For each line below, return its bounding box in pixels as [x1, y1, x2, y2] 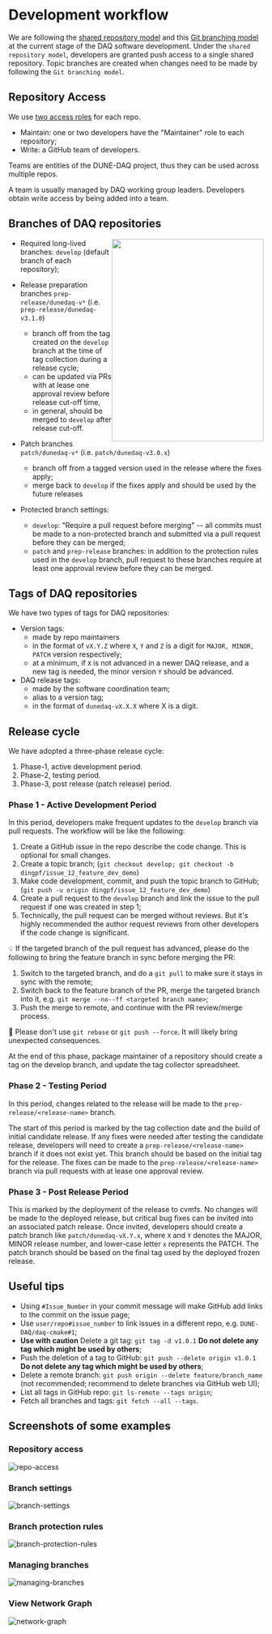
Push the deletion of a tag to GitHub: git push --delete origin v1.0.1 [19, 1352, 257, 1362]
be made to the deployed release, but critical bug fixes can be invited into [8, 1213, 253, 1223]
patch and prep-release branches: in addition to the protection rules [32, 546, 259, 555]
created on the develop [32, 337, 109, 347]
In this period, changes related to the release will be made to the [8, 1099, 223, 1108]
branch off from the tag [32, 328, 111, 338]
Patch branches [19, 439, 74, 449]
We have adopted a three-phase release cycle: [8, 747, 164, 756]
